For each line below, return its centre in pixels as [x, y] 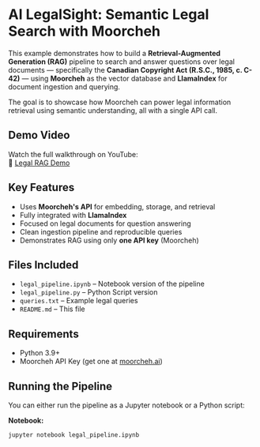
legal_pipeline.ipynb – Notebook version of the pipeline [112, 284]
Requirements [43, 334]
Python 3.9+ [40, 353]
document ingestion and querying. [64, 86]
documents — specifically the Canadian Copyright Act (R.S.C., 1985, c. [125, 69]
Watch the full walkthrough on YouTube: [73, 154]
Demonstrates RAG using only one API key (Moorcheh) [109, 240]
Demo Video [39, 135]
